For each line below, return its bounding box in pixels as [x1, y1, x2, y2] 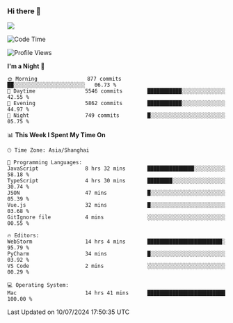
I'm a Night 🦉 [7, 62, 45, 70]
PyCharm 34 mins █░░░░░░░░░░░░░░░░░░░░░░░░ [7, 251, 226, 258]
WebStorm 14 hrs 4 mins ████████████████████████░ [7, 238, 226, 246]
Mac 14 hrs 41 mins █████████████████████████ [7, 290, 226, 297]
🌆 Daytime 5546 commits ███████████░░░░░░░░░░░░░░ [7, 88, 226, 95]
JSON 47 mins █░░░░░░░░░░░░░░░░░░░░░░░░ [7, 189, 226, 197]
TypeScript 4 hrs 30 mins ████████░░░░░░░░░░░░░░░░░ [7, 178, 226, 184]
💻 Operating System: [7, 282, 70, 289]
